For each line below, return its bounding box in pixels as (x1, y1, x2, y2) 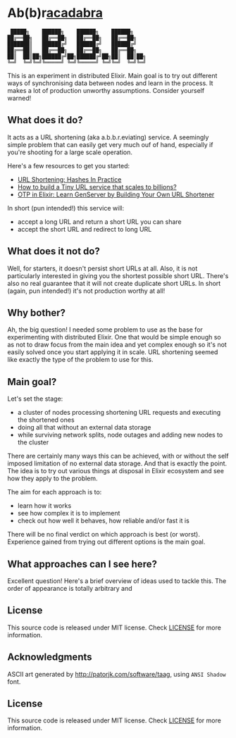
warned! (7, 94, 32, 102)
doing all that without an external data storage (17, 423, 151, 432)
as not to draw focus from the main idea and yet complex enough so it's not (7, 340, 227, 349)
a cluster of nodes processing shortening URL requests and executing (17, 408, 221, 417)
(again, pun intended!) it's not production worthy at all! (7, 287, 166, 295)
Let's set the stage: (7, 394, 63, 403)
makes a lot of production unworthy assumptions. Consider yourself (7, 86, 205, 94)
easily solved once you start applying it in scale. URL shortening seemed (7, 348, 218, 356)
